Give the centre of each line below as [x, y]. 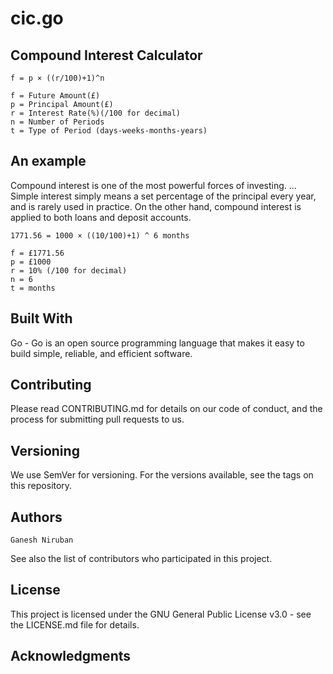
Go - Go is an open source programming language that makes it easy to [157, 343]
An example [48, 161]
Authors [36, 517]
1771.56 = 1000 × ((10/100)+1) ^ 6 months [100, 235]
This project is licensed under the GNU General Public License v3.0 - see [161, 614]
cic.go [37, 18]
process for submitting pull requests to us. [97, 419]
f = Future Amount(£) [55, 96]
